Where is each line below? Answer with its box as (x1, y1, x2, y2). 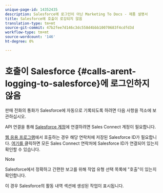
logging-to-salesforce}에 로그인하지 (5, 78, 150, 89)
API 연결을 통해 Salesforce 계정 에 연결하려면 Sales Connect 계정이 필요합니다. (5, 124, 156, 129)
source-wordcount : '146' (5, 35, 56, 40)
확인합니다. (5, 172, 26, 178)
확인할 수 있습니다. (5, 146, 41, 152)
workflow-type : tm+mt (5, 30, 49, 35)
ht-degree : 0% (5, 39, 34, 44)
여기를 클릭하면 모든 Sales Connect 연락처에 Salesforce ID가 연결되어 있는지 (11, 140, 159, 146)
